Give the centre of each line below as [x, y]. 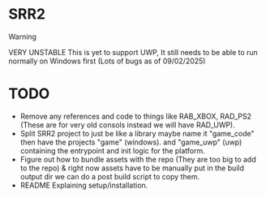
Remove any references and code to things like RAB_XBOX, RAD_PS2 [136, 116]
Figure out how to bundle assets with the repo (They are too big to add [138, 159]
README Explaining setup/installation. [84, 185]
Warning [22, 37]
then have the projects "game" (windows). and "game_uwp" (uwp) [131, 142]
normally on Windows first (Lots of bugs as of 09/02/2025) [107, 61]
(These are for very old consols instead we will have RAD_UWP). [127, 125]
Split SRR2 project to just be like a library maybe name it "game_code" [137, 133]
